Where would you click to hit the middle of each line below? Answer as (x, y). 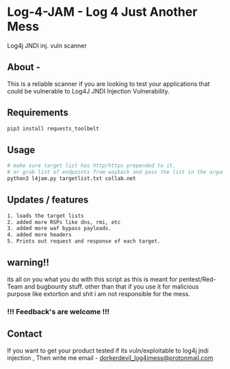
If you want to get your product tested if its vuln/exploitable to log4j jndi (108, 350)
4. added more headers (39, 235)
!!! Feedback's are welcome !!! (58, 311)
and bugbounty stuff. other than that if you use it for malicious (112, 287)
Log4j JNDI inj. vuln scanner (47, 45)
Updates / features (48, 200)
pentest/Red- (197, 279)
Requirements (38, 113)
